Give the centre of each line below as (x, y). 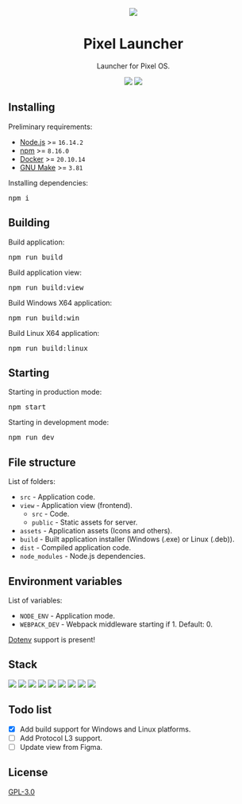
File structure (42, 462)
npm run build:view (46, 287)
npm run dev (31, 437)
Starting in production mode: (55, 392)
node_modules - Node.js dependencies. (83, 556)
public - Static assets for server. (85, 522)
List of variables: (35, 600)
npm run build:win (44, 318)
